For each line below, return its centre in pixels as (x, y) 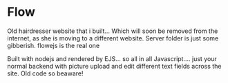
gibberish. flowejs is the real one (54, 45)
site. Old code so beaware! (46, 73)
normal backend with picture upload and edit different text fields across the (114, 66)
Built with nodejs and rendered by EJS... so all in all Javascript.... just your (112, 58)
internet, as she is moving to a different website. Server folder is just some (113, 38)
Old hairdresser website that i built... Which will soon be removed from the (113, 31)
